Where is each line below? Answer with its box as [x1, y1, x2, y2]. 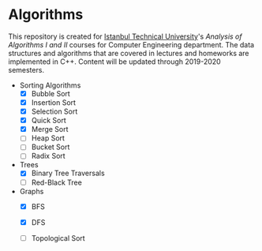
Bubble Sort [31, 88, 71, 98]
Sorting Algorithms [19, 81, 81, 90]
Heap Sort [31, 133, 65, 143]
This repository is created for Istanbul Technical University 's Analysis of [8, 32, 242, 41]
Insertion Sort [31, 98, 77, 107]
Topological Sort [31, 233, 85, 242]
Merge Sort [31, 125, 69, 134]
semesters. [8, 65, 45, 74]
